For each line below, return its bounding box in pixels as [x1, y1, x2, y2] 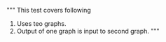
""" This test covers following [6, 6, 92, 14]
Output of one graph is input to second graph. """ [16, 27, 160, 35]
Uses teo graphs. [16, 20, 67, 27]
